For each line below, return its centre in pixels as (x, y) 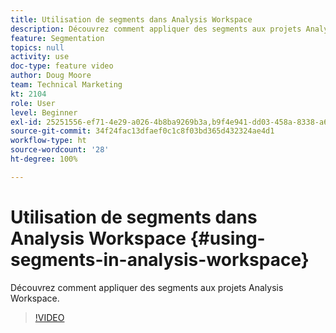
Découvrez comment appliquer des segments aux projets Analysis (147, 287)
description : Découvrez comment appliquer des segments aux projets (156, 29)
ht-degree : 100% (44, 159)
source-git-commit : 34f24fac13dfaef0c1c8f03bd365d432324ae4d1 (142, 131)
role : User (33, 103)
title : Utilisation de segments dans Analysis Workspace (131, 19)
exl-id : (26, 122)
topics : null (37, 47)
